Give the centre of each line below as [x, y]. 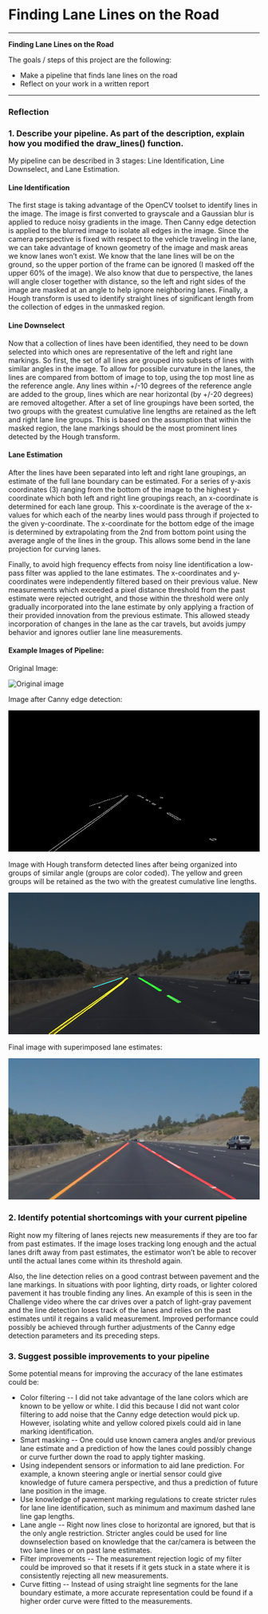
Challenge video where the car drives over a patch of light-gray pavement [130, 1301]
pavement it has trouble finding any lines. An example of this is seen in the [130, 1293]
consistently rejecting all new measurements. [94, 1576]
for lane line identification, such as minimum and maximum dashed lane [137, 1508]
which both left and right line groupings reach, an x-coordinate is [152, 498]
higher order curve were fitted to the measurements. [106, 1601]
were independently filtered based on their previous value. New [154, 581]
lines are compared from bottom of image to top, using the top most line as [131, 377]
